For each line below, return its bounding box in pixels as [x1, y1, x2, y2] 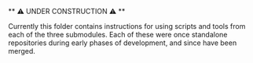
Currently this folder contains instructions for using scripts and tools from [8, 22, 246, 30]
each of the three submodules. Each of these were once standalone [8, 30, 228, 39]
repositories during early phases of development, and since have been [8, 38, 237, 47]
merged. [8, 47, 35, 55]
